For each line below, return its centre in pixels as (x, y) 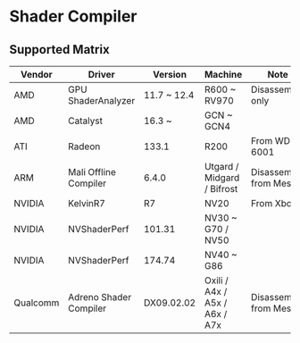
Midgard (222, 178)
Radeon (84, 146)
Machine (223, 75)
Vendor (37, 75)
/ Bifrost (221, 189)
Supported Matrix (59, 50)
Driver (102, 75)
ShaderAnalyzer (102, 100)
